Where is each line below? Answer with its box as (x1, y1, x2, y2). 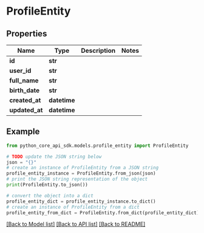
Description (81, 47, 116, 55)
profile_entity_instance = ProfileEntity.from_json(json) (6, 171, 156, 177)
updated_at (9, 106, 43, 114)
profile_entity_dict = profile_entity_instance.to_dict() (6, 198, 156, 204)
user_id (9, 67, 32, 75)
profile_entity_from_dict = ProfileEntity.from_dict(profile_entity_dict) (6, 209, 200, 216)
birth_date (9, 86, 40, 95)
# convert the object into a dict (6, 192, 94, 198)
